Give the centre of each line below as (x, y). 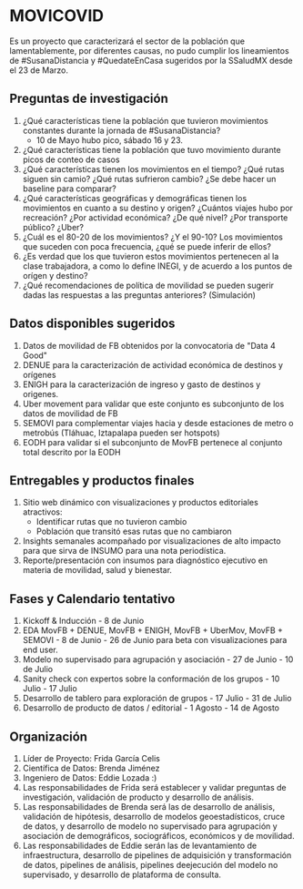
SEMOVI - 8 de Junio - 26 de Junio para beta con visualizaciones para (155, 640)
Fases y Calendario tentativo (92, 599)
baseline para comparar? (69, 189)
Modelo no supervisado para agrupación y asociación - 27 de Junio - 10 (158, 659)
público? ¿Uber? (53, 227)
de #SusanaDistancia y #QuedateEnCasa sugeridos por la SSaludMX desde (151, 60)
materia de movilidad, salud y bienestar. (97, 570)
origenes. (40, 393)
